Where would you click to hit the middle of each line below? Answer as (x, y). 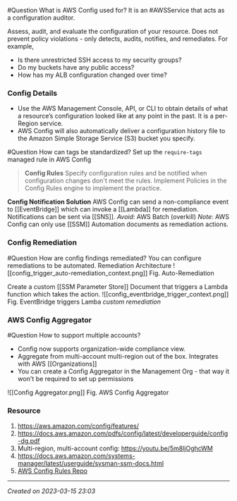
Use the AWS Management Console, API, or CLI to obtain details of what (122, 109)
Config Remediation (42, 242)
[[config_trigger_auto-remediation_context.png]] (78, 273)
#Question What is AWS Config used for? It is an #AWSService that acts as (116, 10)
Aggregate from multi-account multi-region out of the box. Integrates (118, 356)
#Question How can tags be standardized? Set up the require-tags (105, 152)
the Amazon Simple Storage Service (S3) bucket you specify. (106, 138)
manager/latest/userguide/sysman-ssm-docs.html (91, 464)
